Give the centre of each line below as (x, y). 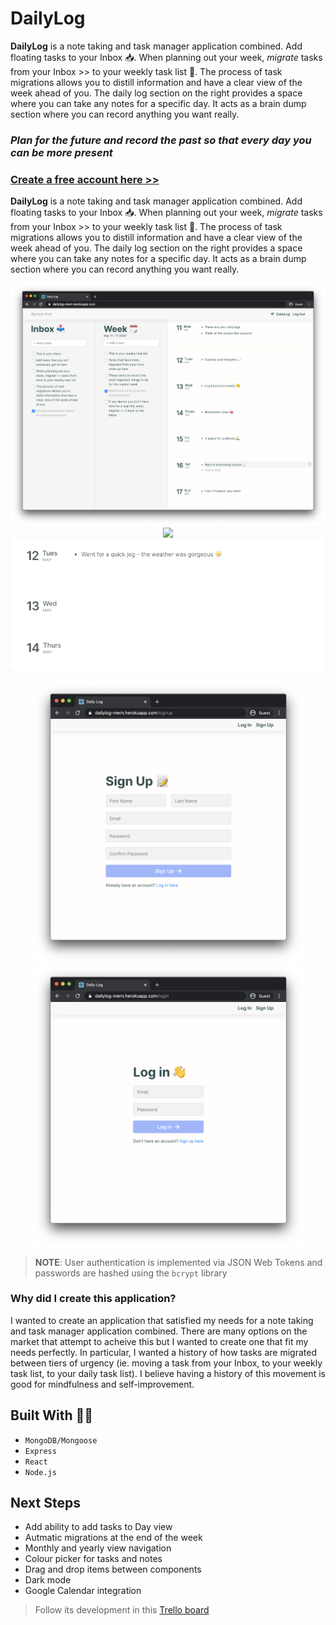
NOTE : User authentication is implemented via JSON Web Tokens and (178, 1262)
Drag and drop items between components (113, 1569)
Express (40, 1451)
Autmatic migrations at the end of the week (113, 1538)
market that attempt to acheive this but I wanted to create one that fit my (159, 1341)
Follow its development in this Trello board (122, 1610)
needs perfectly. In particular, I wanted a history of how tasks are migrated (163, 1352)
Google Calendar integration (83, 1591)
